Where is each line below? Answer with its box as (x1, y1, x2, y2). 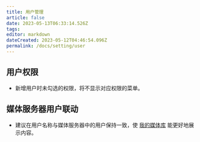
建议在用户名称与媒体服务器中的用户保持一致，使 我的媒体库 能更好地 (15, 121, 189, 129)
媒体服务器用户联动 (6, 104, 78, 115)
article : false (6, 15, 45, 21)
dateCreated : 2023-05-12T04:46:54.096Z (6, 37, 108, 43)
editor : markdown (6, 32, 50, 38)
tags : (6, 26, 20, 32)
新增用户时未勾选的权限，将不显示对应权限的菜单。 (15, 84, 143, 91)
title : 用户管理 (6, 9, 44, 15)
